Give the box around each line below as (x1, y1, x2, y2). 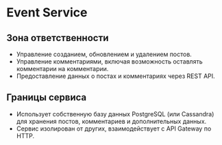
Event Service (6, 5, 88, 21)
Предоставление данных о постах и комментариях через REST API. (16, 72, 215, 80)
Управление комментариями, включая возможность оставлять (16, 57, 203, 66)
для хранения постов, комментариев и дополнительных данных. (16, 117, 207, 125)
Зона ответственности (6, 32, 109, 44)
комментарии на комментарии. (16, 65, 109, 72)
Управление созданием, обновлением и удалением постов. (16, 50, 193, 58)
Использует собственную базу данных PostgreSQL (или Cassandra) (16, 109, 214, 118)
